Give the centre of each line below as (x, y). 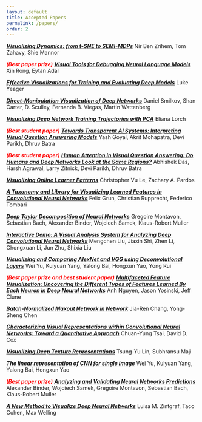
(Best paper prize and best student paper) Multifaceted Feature (89, 277)
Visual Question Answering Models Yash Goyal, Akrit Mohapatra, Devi (95, 137)
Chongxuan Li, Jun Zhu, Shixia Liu (49, 248)
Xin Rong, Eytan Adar (33, 71)
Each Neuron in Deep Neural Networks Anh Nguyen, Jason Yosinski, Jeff (99, 291)
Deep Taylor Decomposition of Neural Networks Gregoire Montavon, (94, 217)
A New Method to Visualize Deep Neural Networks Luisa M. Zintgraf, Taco (100, 406)
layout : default (27, 12)
